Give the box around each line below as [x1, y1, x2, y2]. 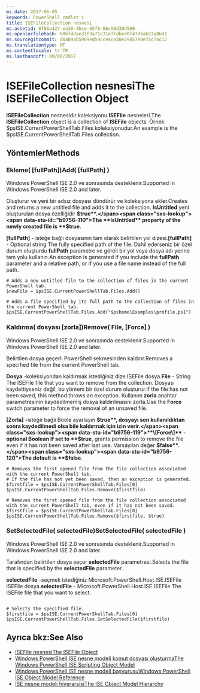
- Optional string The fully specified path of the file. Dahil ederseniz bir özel [6, 241, 192, 248]
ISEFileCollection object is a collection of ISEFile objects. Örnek [6, 118, 165, 125]
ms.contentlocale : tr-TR [6, 48, 68, 54]
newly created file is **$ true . [6, 223, 81, 230]
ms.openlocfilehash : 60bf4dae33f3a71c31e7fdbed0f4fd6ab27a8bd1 [6, 31, 168, 37]
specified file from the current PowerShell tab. [6, 361, 120, 368]
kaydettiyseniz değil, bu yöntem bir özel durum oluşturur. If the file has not [6, 385, 188, 393]
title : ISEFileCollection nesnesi [6, 20, 93, 26]
